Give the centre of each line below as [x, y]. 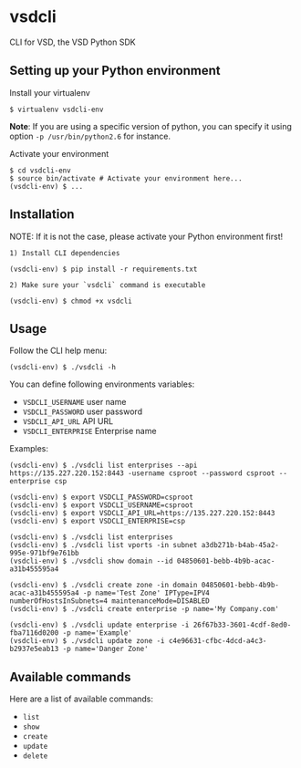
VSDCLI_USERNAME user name [74, 402]
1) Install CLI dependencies [65, 253]
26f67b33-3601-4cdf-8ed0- [242, 625]
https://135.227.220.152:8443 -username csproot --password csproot [142, 473]
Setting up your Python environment [115, 71]
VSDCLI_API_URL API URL [68, 421]
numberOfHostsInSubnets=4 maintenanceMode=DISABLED [109, 601]
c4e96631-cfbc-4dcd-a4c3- [218, 641]
